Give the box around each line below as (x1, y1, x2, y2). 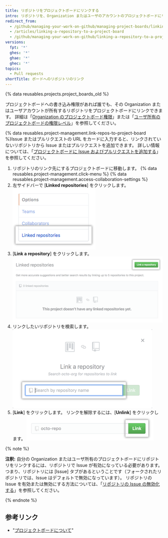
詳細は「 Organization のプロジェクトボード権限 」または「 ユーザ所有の (14, 114, 161, 119)
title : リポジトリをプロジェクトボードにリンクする (5, 8, 99, 13)
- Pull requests (9, 71, 43, 76)
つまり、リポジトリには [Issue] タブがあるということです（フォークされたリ (5, 468, 162, 474)
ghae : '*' (9, 55, 30, 60)
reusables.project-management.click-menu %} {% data (12, 171, 127, 177)
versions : (5, 40, 26, 45)
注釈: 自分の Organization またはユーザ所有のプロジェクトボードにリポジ (5, 456, 155, 462)
